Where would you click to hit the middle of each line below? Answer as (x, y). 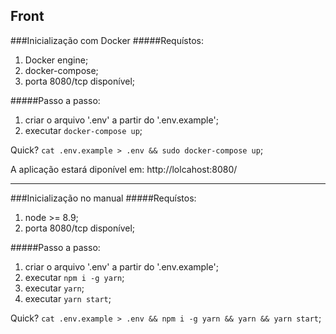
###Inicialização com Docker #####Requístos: (107, 40)
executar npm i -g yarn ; (74, 277)
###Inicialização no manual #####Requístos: (103, 198)
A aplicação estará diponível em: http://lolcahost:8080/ (124, 169)
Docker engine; (56, 60)
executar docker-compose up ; (83, 130)
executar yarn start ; (68, 298)
